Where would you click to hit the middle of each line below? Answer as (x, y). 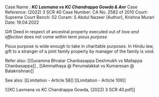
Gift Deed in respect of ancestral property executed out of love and (72, 32)
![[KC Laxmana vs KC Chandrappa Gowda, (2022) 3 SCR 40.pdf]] (70, 90)
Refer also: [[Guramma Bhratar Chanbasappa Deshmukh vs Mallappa (74, 61)
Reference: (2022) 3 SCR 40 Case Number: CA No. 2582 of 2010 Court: (77, 12)
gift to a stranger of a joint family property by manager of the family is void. (80, 51)
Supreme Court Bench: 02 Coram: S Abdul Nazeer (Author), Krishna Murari (80, 17)
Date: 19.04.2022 (22, 22)
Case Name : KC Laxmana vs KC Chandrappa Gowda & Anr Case (71, 7)
